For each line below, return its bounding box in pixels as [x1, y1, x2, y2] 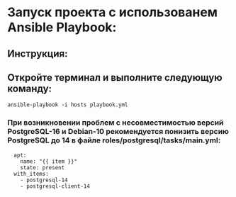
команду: [7, 82, 52, 94]
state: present [20, 164, 65, 171]
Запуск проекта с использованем [7, 4, 218, 21]
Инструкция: [7, 47, 69, 60]
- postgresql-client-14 [20, 182, 91, 190]
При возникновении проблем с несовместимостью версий [7, 118, 224, 128]
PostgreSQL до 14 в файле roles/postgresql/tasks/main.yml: [7, 135, 221, 145]
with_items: [13, 170, 50, 177]
